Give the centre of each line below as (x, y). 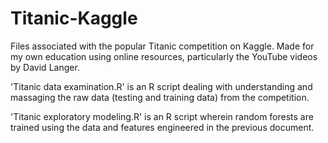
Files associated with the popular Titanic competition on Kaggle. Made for (162, 46)
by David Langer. (45, 67)
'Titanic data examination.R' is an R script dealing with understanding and (161, 86)
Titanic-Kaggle (74, 18)
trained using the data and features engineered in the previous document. (162, 127)
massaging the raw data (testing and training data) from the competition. (160, 97)
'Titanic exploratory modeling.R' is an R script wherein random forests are (162, 116)
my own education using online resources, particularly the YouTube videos (164, 56)
